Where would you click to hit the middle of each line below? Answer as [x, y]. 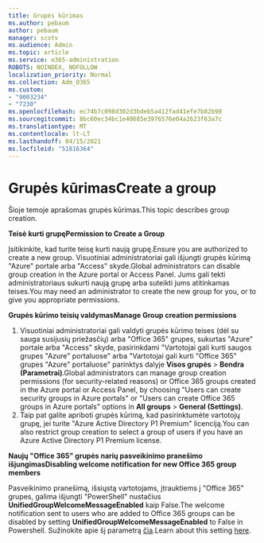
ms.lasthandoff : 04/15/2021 [55, 141]
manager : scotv [33, 38]
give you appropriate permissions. [64, 300]
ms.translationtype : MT [48, 126]
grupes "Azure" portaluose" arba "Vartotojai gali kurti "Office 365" [128, 356]
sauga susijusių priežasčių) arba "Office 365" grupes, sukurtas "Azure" [136, 339]
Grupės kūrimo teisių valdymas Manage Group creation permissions [122, 316]
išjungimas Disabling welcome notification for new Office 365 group [122, 464]
